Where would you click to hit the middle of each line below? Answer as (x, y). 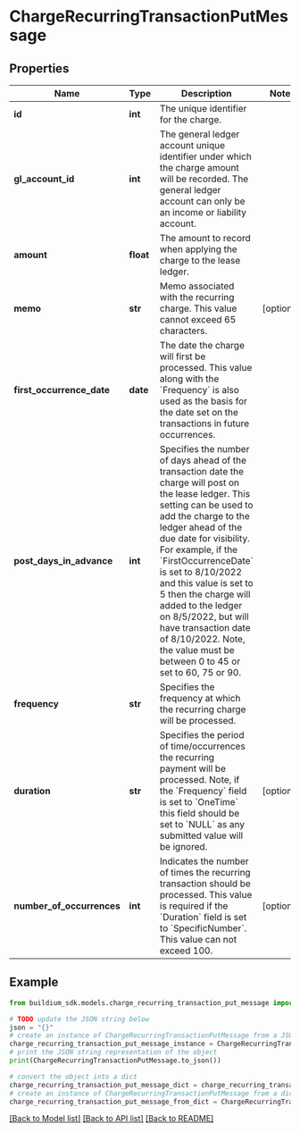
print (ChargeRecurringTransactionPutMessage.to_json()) (115, 1061)
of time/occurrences (202, 746)
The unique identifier (203, 109)
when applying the (199, 249)
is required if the (194, 906)
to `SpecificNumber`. (203, 928)
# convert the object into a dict (74, 1077)
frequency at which (200, 698)
